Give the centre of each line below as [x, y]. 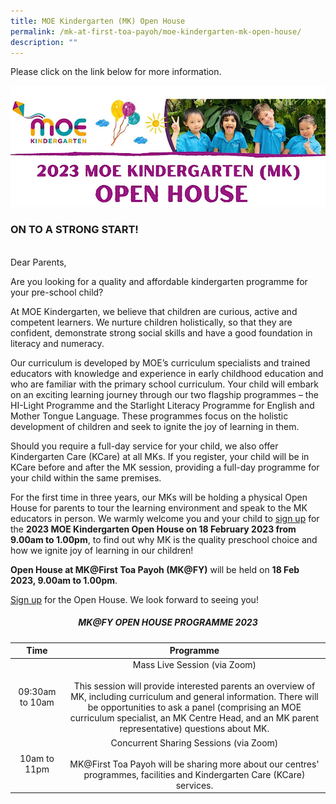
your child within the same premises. [86, 477]
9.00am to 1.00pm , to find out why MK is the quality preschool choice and [164, 539]
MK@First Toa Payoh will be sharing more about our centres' [194, 764]
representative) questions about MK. [194, 729]
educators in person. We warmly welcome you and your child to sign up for [165, 518]
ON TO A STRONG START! [74, 230]
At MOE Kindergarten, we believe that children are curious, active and [154, 311]
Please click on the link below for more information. [116, 72]
